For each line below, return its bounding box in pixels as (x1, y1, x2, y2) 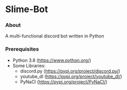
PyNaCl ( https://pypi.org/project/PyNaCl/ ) (20, 78, 108, 84)
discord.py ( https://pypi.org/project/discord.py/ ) (20, 68, 120, 74)
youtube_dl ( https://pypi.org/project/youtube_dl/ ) (20, 73, 122, 79)
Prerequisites (5, 46, 39, 53)
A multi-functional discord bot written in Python (5, 33, 105, 39)
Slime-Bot (5, 4, 48, 15)
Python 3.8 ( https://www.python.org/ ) (12, 57, 92, 63)
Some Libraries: (12, 62, 46, 69)
